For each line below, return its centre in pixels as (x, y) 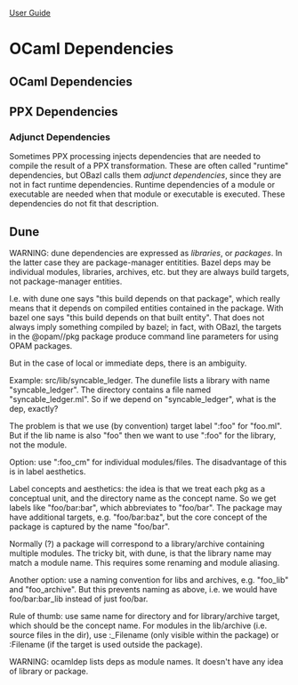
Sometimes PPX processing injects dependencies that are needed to (135, 157)
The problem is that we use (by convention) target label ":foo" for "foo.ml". (146, 426)
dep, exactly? (34, 409)
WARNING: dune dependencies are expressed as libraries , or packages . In (146, 254)
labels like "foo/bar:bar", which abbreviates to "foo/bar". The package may (146, 508)
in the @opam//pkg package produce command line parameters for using (144, 336)
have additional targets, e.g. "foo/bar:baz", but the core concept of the (138, 517)
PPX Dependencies (64, 112)
